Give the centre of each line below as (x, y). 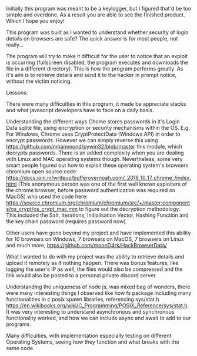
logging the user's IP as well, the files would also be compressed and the (95, 269)
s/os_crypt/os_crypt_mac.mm (42, 209)
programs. (19, 324)
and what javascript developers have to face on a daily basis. (80, 110)
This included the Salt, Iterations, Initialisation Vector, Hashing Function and (98, 215)
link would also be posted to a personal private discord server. (81, 275)
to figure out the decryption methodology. (130, 209)
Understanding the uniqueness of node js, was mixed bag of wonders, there (98, 287)
